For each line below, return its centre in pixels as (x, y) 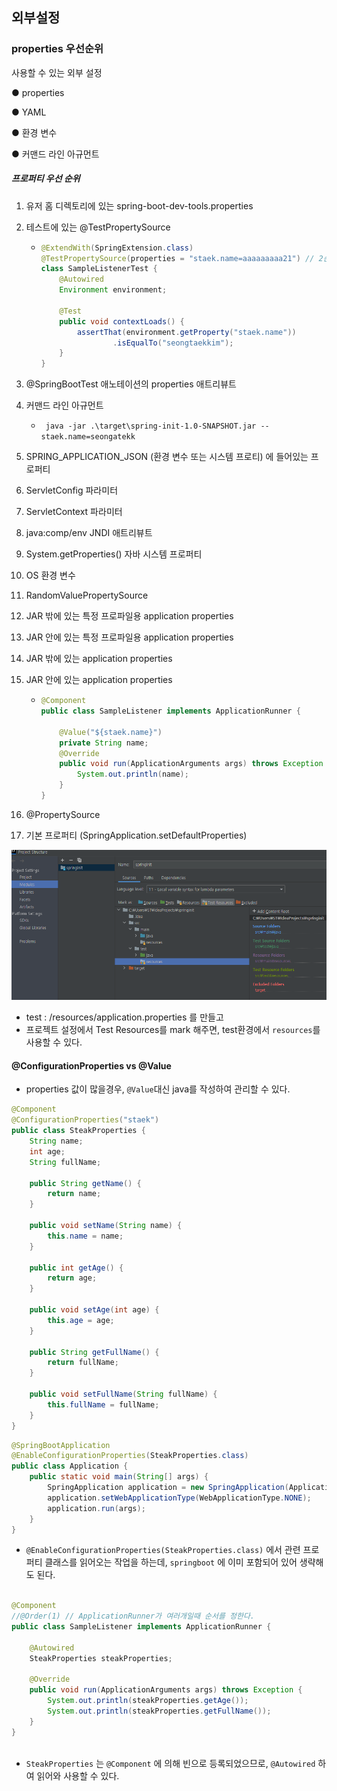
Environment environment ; (113, 290)
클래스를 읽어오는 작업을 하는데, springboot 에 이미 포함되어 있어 (171, 1562)
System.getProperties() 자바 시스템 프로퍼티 (114, 554)
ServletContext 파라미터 (74, 512)
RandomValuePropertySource (87, 595)
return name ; (74, 1194)
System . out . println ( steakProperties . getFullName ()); (159, 1711)
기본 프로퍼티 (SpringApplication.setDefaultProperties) (136, 835)
